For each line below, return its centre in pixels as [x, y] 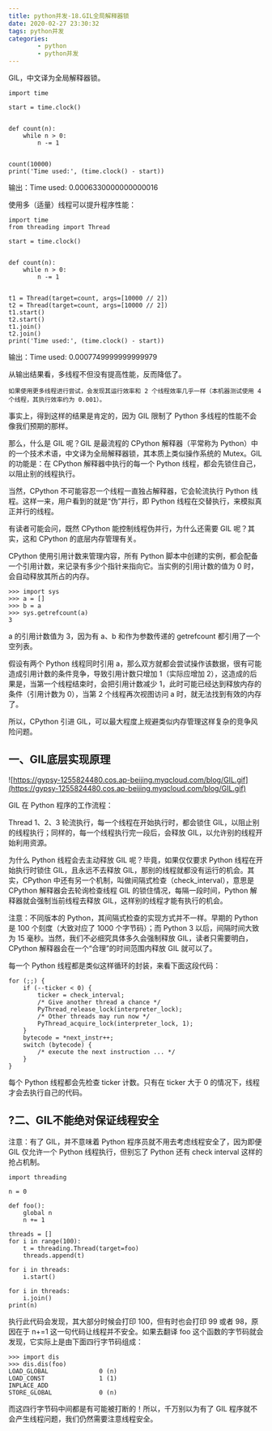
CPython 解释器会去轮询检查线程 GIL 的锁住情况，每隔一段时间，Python [128, 890]
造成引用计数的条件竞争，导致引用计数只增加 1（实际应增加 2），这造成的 [130, 674]
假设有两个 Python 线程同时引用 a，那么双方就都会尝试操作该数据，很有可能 [135, 664]
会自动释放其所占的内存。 [51, 576]
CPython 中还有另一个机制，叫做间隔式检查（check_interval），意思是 [138, 880]
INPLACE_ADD [28, 1386]
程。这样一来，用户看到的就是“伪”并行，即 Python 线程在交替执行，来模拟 [132, 501]
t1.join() [25, 326]
